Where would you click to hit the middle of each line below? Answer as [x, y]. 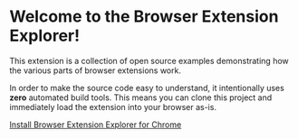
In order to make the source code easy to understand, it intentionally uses [147, 88]
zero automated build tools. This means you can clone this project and [141, 97]
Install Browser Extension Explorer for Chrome [96, 125]
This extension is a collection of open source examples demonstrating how [149, 60]
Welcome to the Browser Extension [144, 17]
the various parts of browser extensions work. [95, 70]
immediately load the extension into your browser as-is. [113, 107]
